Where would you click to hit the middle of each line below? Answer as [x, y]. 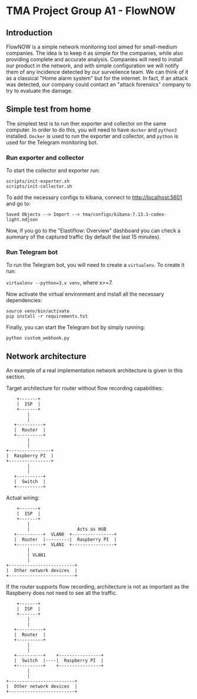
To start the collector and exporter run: [53, 171]
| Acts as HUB [67, 530]
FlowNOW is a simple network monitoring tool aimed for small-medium [92, 47]
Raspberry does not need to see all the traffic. [62, 593]
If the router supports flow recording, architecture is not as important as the [98, 587]
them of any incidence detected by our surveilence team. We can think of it [97, 72]
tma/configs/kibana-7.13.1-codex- [124, 215]
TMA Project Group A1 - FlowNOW [91, 11]
